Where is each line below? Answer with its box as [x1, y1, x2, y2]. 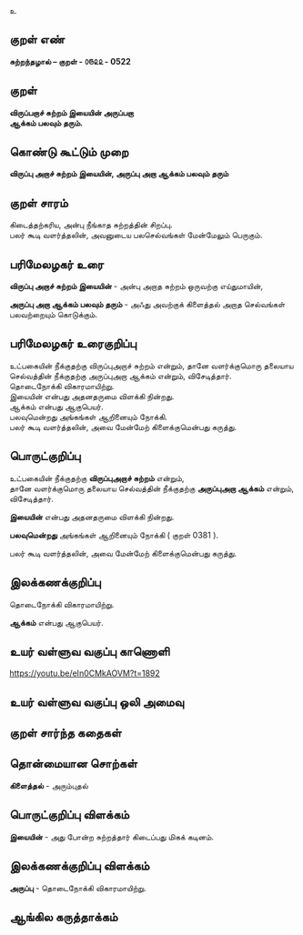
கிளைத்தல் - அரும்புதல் [9, 779, 89, 791]
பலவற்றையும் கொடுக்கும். [9, 309, 98, 320]
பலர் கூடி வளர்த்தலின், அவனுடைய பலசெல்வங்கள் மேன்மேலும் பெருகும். [9, 229, 263, 241]
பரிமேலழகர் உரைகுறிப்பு [9, 336, 136, 351]
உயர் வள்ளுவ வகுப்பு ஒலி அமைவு [9, 694, 185, 709]
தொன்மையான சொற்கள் [9, 756, 138, 771]
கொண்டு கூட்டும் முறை [9, 145, 129, 160]
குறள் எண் [9, 32, 66, 47]
